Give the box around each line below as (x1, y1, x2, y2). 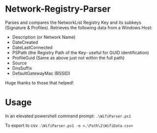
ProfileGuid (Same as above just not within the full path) (12, 55, 125, 60)
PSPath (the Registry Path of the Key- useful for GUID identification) (12, 50, 149, 56)
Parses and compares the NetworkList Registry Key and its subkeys (5, 19, 142, 25)
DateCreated (12, 39, 38, 45)
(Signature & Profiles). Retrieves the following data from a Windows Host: (5, 24, 153, 30)
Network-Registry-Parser (5, 3, 111, 15)
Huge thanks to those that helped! (5, 79, 74, 86)
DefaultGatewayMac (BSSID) (12, 70, 70, 76)
